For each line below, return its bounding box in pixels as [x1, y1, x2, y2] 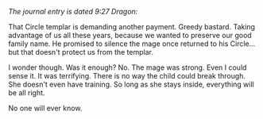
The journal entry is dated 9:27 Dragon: [8, 7, 138, 16]
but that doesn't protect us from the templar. [8, 48, 153, 56]
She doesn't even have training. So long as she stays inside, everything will [8, 79, 254, 89]
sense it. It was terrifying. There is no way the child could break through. [8, 71, 246, 80]
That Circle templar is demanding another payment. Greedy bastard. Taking [8, 22, 256, 31]
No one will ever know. [8, 103, 83, 113]
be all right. [8, 88, 45, 98]
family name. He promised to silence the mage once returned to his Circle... [8, 39, 256, 48]
